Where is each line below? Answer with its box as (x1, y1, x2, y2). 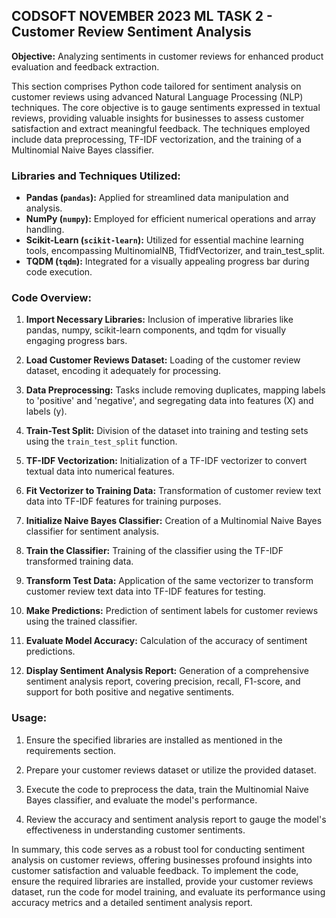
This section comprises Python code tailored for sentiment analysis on (11, 80, 302, 92)
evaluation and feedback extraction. (11, 60, 160, 73)
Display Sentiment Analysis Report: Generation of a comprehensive (25, 665, 309, 677)
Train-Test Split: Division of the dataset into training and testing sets (25, 425, 309, 437)
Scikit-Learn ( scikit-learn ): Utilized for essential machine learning (25, 234, 304, 246)
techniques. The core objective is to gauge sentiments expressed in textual (11, 101, 321, 113)
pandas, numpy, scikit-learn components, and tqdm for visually (25, 324, 287, 336)
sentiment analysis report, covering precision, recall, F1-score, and (25, 675, 301, 688)
